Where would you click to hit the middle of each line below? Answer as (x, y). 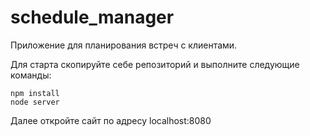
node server (35, 102)
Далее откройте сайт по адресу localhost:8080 (111, 120)
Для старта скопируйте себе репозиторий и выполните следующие (155, 64)
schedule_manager (92, 17)
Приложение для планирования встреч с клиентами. (124, 45)
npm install (35, 93)
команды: (31, 75)
